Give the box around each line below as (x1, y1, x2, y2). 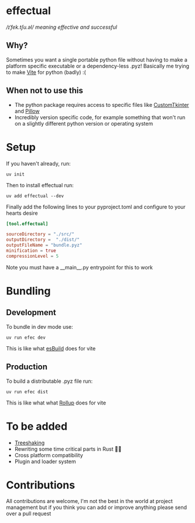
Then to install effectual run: (6, 181, 74, 188)
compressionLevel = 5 (6, 253, 59, 259)
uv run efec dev (6, 335, 46, 340)
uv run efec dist (6, 389, 49, 394)
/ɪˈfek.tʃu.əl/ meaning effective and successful (6, 23, 117, 31)
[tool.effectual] (6, 221, 49, 227)
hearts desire (6, 210, 38, 217)
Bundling (6, 284, 51, 298)
